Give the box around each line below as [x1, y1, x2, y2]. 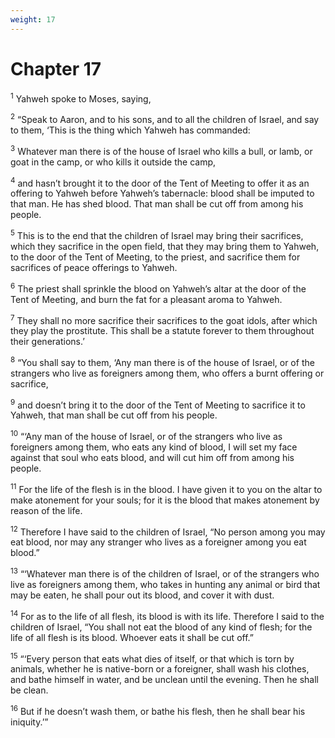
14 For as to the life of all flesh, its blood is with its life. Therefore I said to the [10, 609, 325, 622]
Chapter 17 [10, 57, 102, 80]
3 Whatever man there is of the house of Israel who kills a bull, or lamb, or [10, 143, 313, 157]
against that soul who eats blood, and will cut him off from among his [10, 452, 295, 464]
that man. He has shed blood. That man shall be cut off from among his [10, 198, 304, 210]
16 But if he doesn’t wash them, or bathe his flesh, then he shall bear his [10, 704, 306, 718]
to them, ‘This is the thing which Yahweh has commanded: [10, 124, 251, 136]
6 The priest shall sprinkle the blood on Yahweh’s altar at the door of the [10, 281, 307, 295]
